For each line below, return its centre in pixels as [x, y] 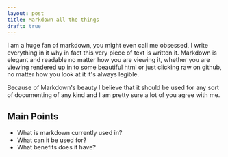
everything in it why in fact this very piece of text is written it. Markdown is [112, 53]
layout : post [26, 13]
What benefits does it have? [56, 147]
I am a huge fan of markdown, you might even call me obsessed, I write [108, 46]
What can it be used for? [52, 140]
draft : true [24, 26]
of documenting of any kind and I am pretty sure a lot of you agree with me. [114, 95]
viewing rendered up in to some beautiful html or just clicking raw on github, [114, 67]
